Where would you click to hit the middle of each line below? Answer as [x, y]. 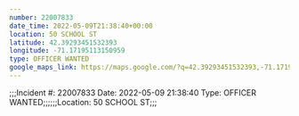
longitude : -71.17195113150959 [67, 51]
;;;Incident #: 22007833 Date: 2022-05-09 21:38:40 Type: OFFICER [133, 92]
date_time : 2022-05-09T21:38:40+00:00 [81, 26]
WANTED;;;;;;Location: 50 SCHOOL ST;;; [83, 102]
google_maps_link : [43, 68]
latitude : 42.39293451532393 [63, 42]
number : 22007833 [41, 17]
